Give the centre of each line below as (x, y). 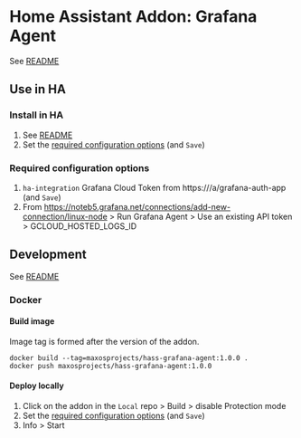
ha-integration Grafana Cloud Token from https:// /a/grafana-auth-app (154, 187)
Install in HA (37, 115)
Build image (32, 321)
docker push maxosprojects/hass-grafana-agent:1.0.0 (111, 366)
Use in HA (38, 89)
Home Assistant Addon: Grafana (133, 17)
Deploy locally (37, 386)
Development (48, 255)
